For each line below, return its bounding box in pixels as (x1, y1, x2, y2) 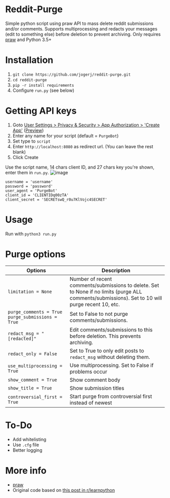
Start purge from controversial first (69, 392, 152, 400)
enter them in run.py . (5, 169, 50, 176)
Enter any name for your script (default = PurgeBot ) (12, 132, 119, 139)
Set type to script (12, 138, 51, 144)
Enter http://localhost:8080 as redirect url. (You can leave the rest (12, 143, 153, 149)
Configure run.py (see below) (12, 87, 74, 93)
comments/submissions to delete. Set (69, 282, 159, 289)
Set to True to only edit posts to (69, 347, 144, 354)
